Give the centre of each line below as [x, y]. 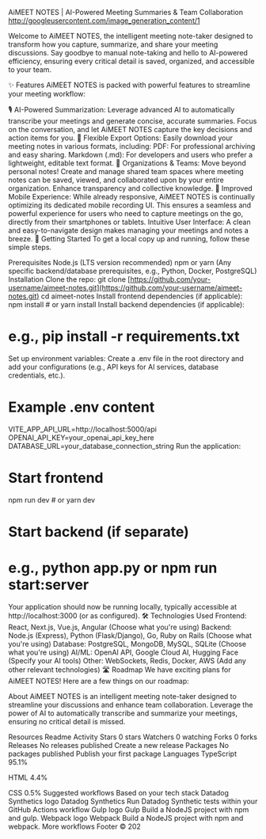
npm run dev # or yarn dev [52, 499]
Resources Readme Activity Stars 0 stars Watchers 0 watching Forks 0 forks [133, 737]
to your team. [30, 70]
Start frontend [56, 478]
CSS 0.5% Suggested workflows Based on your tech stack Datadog [119, 792]
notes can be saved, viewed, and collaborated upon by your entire [116, 180]
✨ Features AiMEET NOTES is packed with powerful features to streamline [129, 85]
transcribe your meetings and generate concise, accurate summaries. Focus [133, 121]
